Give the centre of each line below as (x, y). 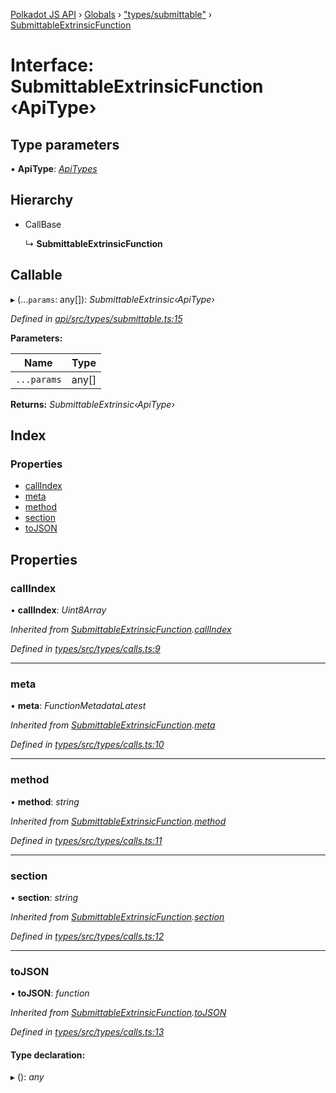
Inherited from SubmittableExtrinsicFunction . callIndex (121, 629)
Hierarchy (42, 200)
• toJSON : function (50, 993)
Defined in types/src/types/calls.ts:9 (85, 648)
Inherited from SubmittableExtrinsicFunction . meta (113, 725)
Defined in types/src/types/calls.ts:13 (87, 1032)
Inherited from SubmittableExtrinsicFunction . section (117, 916)
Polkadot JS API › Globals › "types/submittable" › (111, 14)
